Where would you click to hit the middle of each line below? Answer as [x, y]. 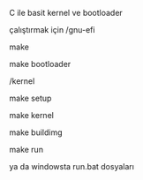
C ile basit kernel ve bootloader [66, 13]
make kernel [32, 115]
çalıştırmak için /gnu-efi [52, 30]
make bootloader [40, 64]
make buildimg [36, 132]
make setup [30, 98]
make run [26, 150]
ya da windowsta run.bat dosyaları [72, 166]
